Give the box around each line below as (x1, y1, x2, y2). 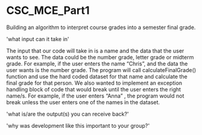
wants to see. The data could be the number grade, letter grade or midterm (6, 53, 194, 61)
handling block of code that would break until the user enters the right (6, 85, 181, 93)
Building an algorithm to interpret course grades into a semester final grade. (6, 24, 196, 31)
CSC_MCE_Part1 (6, 4, 90, 18)
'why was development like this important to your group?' (6, 122, 150, 129)
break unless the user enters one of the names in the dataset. (6, 98, 160, 106)
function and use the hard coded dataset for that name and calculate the (6, 73, 188, 80)
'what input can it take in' (6, 35, 70, 42)
